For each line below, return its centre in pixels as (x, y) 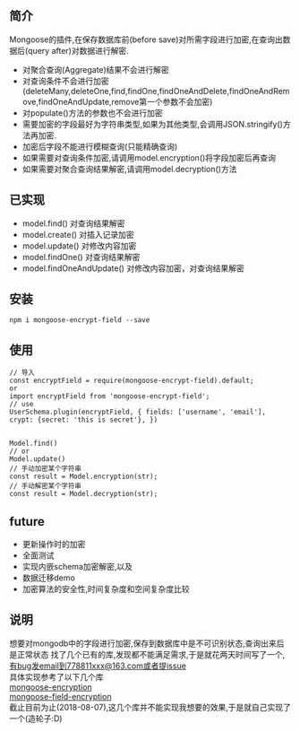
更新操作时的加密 (54, 545)
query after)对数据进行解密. (78, 50)
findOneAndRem (259, 91)
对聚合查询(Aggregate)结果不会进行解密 (96, 69)
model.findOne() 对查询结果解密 (81, 257)
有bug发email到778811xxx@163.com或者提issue (98, 666)
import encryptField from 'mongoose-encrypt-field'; (110, 396)
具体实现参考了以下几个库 (56, 676)
